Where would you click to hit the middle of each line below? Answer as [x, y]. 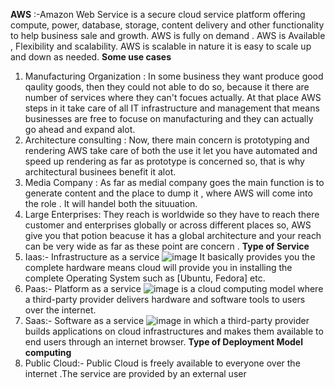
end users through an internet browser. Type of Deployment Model [163, 342]
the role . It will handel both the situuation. [111, 203]
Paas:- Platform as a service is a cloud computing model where [174, 288]
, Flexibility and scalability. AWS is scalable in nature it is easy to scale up [161, 46]
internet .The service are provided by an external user [135, 373]
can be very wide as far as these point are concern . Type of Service [167, 246]
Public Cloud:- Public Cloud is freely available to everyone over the [162, 363]
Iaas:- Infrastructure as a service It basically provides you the [170, 257]
